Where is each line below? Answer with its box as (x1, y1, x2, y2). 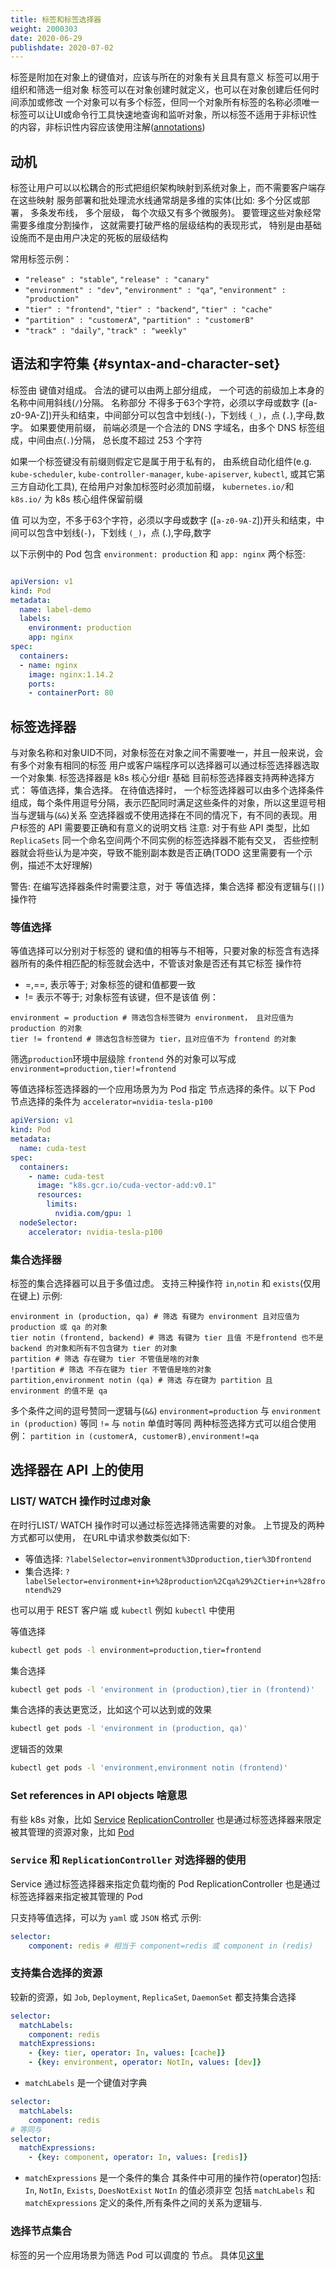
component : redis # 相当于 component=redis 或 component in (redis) (28, 1941, 314, 1951)
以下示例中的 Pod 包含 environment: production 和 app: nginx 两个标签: (10, 547, 306, 560)
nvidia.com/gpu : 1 (54, 1209, 132, 1219)
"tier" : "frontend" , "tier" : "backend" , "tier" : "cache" (24, 303, 273, 315)
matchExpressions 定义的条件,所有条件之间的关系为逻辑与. (24, 2197, 263, 2209)
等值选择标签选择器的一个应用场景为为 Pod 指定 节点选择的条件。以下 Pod (10, 1083, 316, 1095)
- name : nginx (19, 660, 78, 670)
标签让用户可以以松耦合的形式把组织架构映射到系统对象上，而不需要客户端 (10, 182, 317, 194)
